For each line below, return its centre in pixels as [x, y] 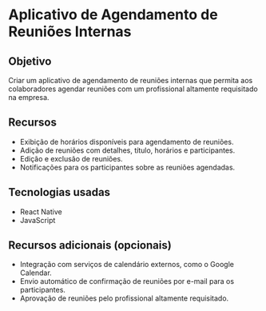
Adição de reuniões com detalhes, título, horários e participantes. [127, 150]
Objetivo [30, 61]
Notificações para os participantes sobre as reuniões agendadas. [127, 167]
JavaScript [38, 220]
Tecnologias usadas [59, 192]
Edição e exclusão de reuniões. [71, 158]
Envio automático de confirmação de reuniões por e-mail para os [127, 281]
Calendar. [36, 273]
